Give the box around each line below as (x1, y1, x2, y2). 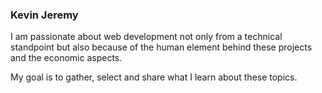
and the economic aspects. (10, 52, 123, 64)
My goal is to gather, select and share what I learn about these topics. (10, 71, 298, 83)
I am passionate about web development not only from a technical (10, 31, 283, 43)
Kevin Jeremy (10, 8, 79, 22)
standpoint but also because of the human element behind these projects (10, 41, 313, 53)
